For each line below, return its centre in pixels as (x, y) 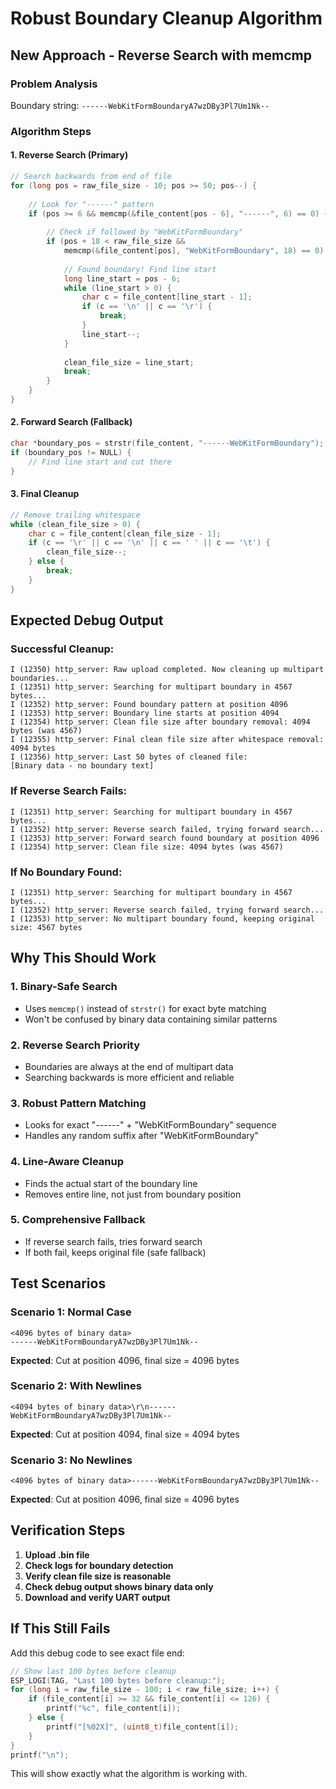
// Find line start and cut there (100, 462)
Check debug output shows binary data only (119, 1586)
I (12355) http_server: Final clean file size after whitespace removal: (167, 740)
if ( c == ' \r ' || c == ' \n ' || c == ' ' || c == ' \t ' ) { (149, 543)
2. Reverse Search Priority (75, 1045)
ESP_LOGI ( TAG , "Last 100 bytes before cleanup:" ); (118, 1680)
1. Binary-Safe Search (64, 987)
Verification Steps (68, 1530)
